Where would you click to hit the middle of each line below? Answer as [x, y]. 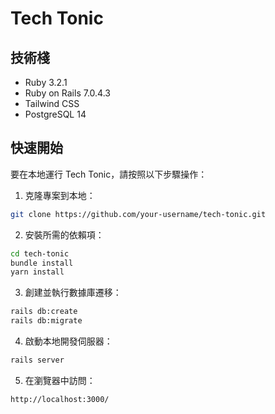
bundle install [42, 263]
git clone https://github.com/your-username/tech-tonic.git [138, 214]
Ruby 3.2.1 [46, 82]
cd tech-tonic [40, 253]
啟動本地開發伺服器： [68, 341]
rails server [37, 360]
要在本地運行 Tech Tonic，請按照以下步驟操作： [109, 174]
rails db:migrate [46, 321]
